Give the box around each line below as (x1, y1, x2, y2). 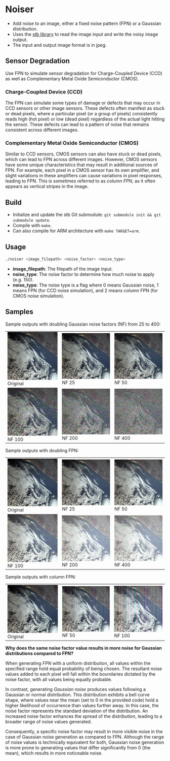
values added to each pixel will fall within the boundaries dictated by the (5, 671, 156, 677)
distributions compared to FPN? (5, 650, 74, 656)
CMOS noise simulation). (12, 293, 65, 299)
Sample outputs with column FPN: (5, 574, 76, 580)
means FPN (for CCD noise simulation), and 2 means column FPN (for (12, 287, 158, 293)
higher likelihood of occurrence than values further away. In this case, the (5, 702, 159, 708)
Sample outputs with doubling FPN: (5, 448, 79, 453)
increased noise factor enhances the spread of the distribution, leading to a (5, 713, 162, 719)
